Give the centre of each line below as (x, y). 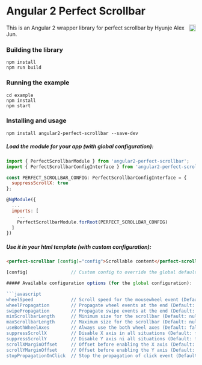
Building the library (35, 49)
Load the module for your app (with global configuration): (80, 146)
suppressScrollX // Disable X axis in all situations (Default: (99, 333)
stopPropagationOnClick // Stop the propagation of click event (90, 356)
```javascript (24, 294)
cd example (20, 95)
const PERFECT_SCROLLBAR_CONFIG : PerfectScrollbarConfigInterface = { (96, 178)
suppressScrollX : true (40, 183)
